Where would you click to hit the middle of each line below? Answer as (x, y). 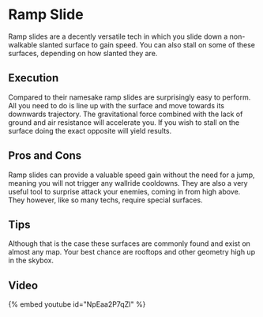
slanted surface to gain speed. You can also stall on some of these (147, 44)
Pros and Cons (45, 156)
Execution (34, 78)
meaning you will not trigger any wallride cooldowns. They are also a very (128, 183)
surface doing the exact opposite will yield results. (90, 130)
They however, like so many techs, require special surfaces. (105, 200)
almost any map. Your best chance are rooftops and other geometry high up (131, 252)
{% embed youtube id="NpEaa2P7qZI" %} (77, 304)
